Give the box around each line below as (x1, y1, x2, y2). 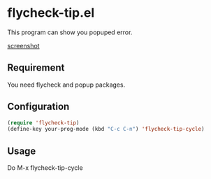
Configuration (7, 101, 70, 113)
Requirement (7, 62, 65, 74)
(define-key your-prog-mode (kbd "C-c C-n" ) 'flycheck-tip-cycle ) (7, 126, 205, 133)
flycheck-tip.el (7, 5, 95, 21)
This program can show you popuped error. (7, 28, 133, 36)
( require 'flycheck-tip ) (7, 119, 80, 127)
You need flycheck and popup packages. (7, 80, 126, 89)
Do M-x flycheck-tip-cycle (7, 164, 83, 172)
